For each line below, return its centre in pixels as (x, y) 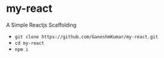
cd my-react (29, 43)
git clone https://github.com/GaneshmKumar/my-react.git (86, 37)
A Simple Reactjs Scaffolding (41, 25)
